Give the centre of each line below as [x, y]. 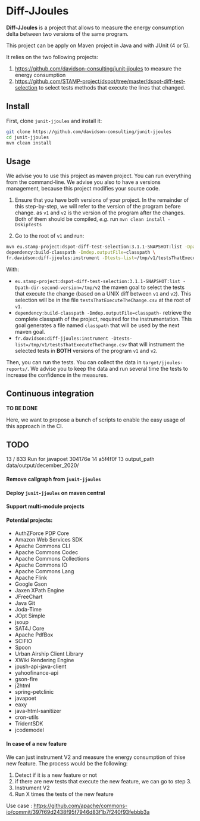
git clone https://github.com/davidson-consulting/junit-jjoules [89, 132]
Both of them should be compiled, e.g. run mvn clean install [90, 219]
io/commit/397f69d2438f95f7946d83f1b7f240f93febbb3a [78, 812]
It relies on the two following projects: [52, 57]
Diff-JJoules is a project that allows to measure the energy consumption [95, 27]
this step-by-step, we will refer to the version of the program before [98, 207]
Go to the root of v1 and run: [49, 236]
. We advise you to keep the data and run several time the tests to [108, 368]
